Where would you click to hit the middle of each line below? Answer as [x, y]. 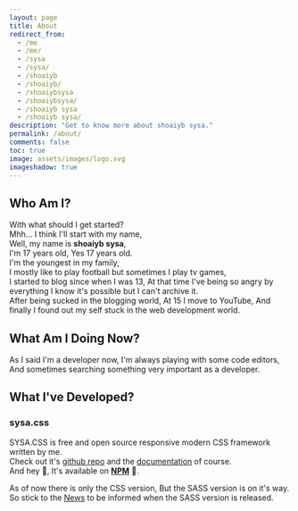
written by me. [36, 451]
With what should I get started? [67, 225]
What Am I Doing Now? [74, 338]
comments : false [39, 142]
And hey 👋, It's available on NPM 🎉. [74, 471]
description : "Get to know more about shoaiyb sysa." [112, 126]
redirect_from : [37, 34]
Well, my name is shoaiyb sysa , [68, 244]
